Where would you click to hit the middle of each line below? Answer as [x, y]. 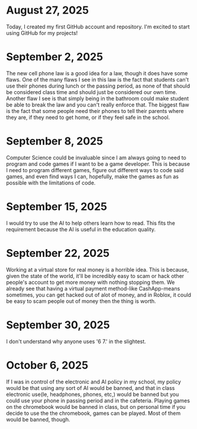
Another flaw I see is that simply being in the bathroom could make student [98, 98]
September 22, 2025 [58, 253]
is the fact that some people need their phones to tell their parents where [95, 111]
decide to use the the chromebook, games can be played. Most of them [93, 413]
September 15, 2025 [57, 207]
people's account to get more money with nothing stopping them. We [91, 282]
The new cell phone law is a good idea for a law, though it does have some [97, 73]
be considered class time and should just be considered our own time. [92, 92]
